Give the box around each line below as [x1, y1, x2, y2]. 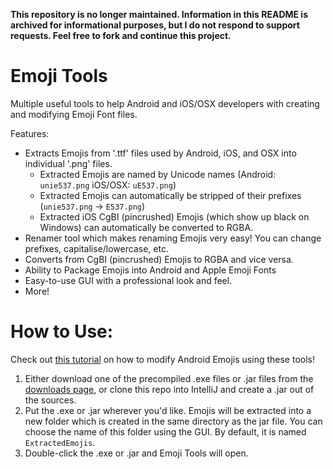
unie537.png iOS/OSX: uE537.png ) [39, 179, 177, 191]
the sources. [24, 394, 77, 406]
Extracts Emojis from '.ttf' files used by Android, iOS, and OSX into [24, 147, 297, 159]
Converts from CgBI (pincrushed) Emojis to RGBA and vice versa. [24, 253, 294, 265]
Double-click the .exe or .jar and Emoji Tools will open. [24, 447, 249, 459]
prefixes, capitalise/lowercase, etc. [24, 242, 169, 254]
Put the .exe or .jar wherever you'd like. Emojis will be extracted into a [24, 404, 312, 416]
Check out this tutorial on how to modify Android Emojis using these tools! [10, 353, 315, 365]
